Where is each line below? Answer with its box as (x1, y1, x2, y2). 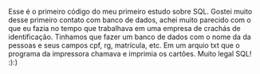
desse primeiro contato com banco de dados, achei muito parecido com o (8, 15, 251, 25)
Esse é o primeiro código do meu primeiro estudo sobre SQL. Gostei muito (8, 7, 253, 16)
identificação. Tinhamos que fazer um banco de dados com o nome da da (8, 32, 251, 41)
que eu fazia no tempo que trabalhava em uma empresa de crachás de (8, 24, 241, 33)
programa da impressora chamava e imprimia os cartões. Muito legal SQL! (8, 49, 252, 58)
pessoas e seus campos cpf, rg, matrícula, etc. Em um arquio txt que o (8, 41, 241, 50)
